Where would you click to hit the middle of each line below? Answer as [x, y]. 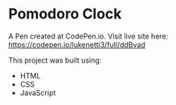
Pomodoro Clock [65, 14]
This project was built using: [55, 60]
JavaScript [38, 92]
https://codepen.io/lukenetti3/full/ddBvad [77, 44]
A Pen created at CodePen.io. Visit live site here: [88, 36]
